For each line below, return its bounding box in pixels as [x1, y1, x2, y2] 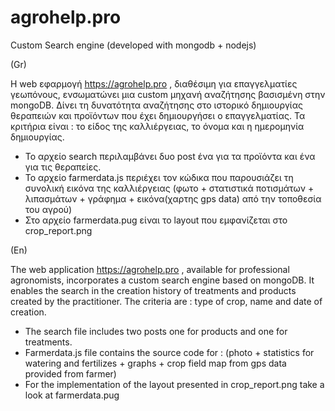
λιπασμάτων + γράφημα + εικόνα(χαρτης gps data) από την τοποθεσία [24, 192, 322, 205]
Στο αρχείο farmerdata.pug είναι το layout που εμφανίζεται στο [24, 214, 288, 226]
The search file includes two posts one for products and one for [24, 325, 288, 337]
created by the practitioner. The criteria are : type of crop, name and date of [10, 295, 323, 307]
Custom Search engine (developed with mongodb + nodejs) [10, 39, 257, 51]
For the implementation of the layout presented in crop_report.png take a [24, 378, 325, 390]
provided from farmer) [24, 367, 117, 380]
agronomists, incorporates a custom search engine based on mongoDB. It [10, 274, 315, 286]
